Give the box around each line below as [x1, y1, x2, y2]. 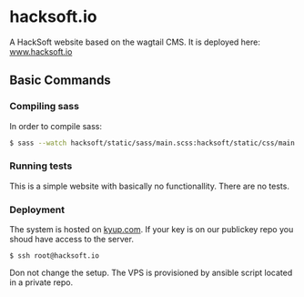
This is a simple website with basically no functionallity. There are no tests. [9, 180, 289, 191]
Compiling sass [9, 100, 80, 113]
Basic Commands [9, 73, 111, 88]
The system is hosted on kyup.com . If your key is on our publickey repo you [9, 224, 294, 235]
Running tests [9, 159, 73, 172]
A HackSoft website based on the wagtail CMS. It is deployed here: [9, 36, 261, 47]
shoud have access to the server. [9, 234, 135, 245]
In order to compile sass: [9, 120, 103, 131]
